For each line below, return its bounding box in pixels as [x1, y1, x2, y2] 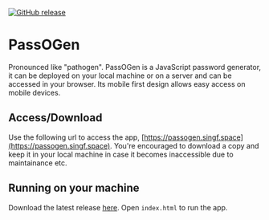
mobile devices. [8, 88, 61, 97]
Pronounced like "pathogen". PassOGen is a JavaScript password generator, [8, 62, 262, 71]
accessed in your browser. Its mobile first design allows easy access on [8, 79, 246, 88]
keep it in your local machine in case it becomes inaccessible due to [8, 149, 234, 159]
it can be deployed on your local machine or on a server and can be [8, 71, 232, 80]
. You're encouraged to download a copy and [109, 141, 259, 150]
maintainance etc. [8, 157, 67, 168]
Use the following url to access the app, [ [8, 132, 145, 142]
